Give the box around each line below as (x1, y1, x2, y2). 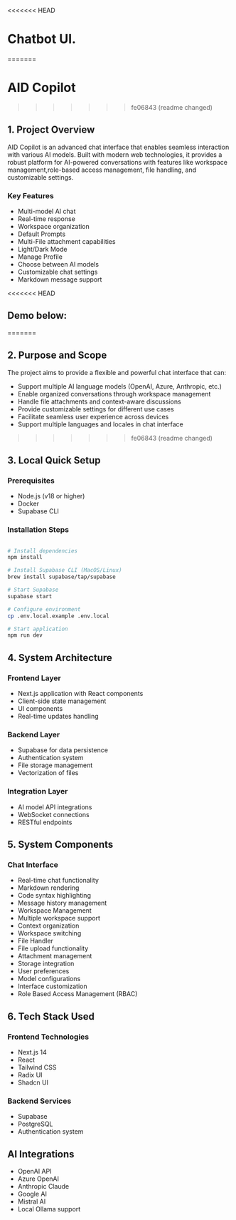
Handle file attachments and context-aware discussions (17, 397, 181, 406)
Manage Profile (17, 252, 63, 261)
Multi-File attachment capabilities (17, 237, 116, 245)
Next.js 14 (17, 1048, 48, 1056)
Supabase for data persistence (17, 746, 109, 754)
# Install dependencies (7, 547, 78, 555)
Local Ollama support (17, 1205, 81, 1214)
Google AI (17, 1190, 48, 1199)
